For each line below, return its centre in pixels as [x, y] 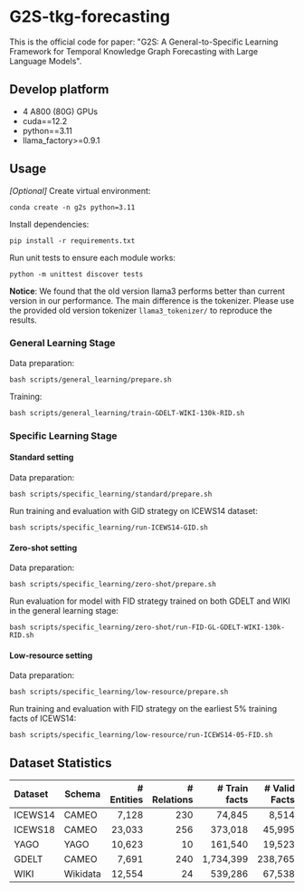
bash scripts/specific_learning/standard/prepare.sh [111, 494]
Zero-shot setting [43, 548]
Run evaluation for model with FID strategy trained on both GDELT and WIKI [150, 601]
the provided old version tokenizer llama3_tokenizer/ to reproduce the [141, 310]
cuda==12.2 [45, 121]
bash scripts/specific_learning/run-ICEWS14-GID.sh [109, 528]
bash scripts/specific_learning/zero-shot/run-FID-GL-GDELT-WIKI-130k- [147, 627]
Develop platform [59, 89]
